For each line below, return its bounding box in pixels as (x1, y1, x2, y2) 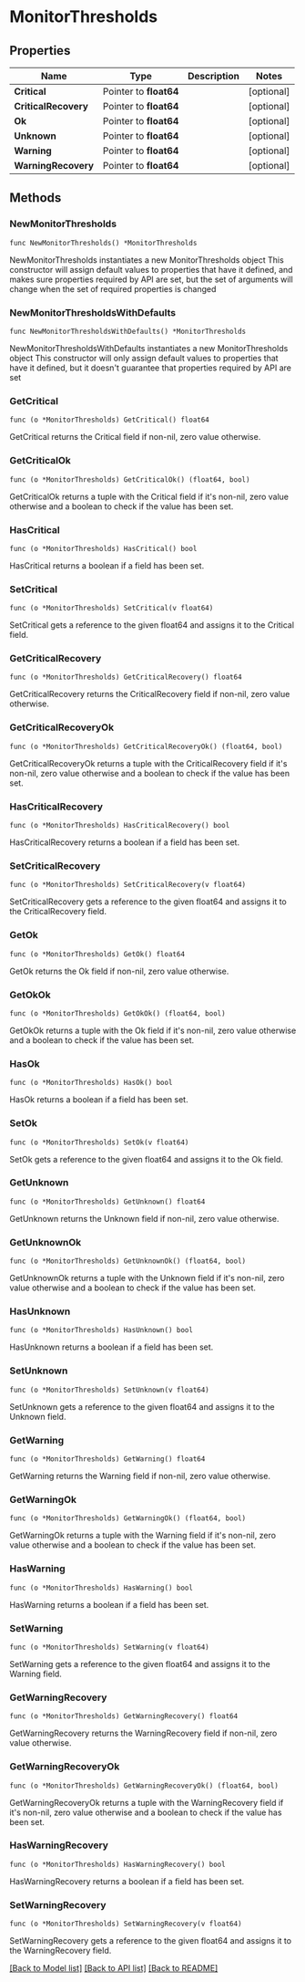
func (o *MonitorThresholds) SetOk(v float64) (9, 1138, 189, 1147)
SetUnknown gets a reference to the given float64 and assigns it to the (9, 1401, 275, 1412)
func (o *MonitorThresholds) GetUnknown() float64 (9, 1197, 206, 1206)
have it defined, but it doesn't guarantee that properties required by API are (9, 362, 291, 373)
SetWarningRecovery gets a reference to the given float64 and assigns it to (9, 1935, 292, 1946)
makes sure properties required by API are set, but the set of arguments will (9, 274, 293, 285)
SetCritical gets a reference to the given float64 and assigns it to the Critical (9, 620, 294, 631)
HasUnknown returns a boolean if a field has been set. (9, 1341, 214, 1352)
